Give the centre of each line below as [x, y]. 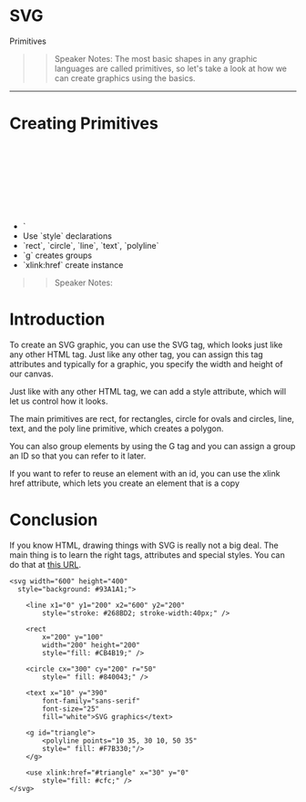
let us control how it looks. [59, 401]
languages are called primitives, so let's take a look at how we [170, 68]
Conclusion [54, 519]
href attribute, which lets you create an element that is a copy [124, 483]
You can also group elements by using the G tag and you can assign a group [153, 446]
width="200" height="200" [92, 645]
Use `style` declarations [67, 236]
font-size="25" [71, 709]
